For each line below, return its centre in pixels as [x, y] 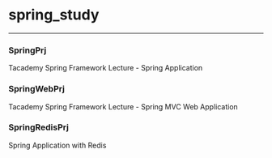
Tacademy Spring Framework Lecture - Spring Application [106, 68]
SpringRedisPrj [38, 127]
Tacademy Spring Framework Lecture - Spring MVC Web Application [123, 106]
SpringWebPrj [36, 89]
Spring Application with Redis [57, 145]
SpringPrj [28, 50]
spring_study [54, 15]
